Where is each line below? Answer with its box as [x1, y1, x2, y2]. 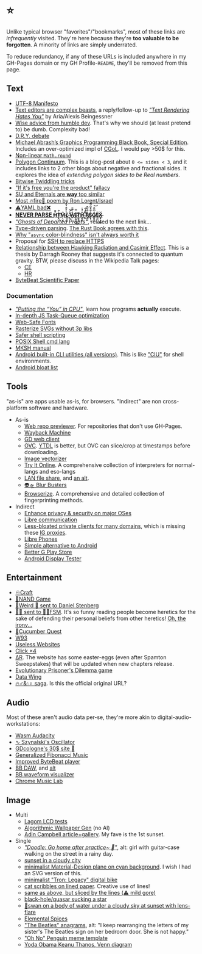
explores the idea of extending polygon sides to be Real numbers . [15, 171, 181, 178]
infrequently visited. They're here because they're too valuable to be [6, 34, 179, 42]
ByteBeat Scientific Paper [15, 276, 80, 283]
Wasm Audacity [15, 732, 55, 739]
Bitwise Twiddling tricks [15, 177, 75, 185]
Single [15, 837, 32, 845]
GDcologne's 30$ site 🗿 [15, 745, 75, 753]
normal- [175, 461, 195, 469]
